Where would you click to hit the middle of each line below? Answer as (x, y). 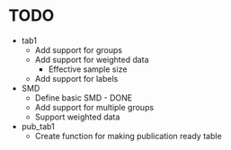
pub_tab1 (38, 126)
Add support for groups (79, 49)
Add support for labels (76, 78)
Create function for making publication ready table (128, 136)
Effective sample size (88, 69)
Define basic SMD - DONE (83, 97)
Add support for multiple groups (94, 107)
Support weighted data (77, 117)
